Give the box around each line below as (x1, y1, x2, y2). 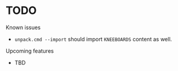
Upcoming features (5, 47, 54, 55)
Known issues (5, 24, 41, 31)
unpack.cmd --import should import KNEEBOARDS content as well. (14, 35, 173, 42)
